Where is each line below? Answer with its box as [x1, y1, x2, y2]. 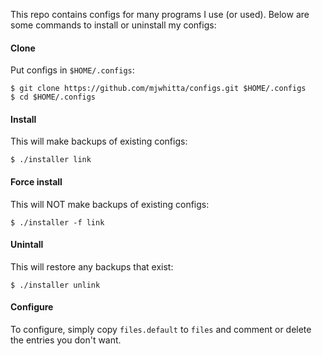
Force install [10, 176, 63, 188]
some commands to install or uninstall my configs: [10, 19, 217, 31]
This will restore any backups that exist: [10, 260, 174, 273]
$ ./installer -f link [10, 217, 105, 228]
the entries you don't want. [10, 334, 122, 346]
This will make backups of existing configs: [10, 135, 188, 148]
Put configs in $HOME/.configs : [10, 64, 135, 76]
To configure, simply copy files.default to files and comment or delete [10, 324, 312, 336]
